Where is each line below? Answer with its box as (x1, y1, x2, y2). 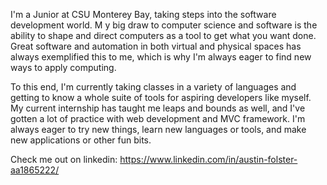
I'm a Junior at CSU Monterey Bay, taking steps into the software (10, 9, 277, 20)
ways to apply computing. (10, 62, 117, 73)
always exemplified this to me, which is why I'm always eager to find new (10, 51, 312, 63)
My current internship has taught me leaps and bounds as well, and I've (10, 102, 306, 114)
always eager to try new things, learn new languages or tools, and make (10, 124, 307, 135)
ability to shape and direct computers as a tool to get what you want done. (10, 30, 317, 41)
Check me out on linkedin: (10, 154, 118, 165)
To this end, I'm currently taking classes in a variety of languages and (10, 81, 297, 93)
